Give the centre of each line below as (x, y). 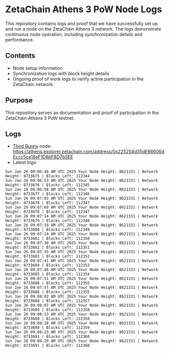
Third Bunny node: (32, 146)
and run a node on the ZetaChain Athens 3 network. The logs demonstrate (83, 29)
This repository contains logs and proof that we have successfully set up (81, 23)
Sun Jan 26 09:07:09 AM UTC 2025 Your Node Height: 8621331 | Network (82, 207)
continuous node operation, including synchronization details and (74, 34)
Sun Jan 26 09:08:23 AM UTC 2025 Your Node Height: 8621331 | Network (82, 332)
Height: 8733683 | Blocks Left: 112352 (48, 256)
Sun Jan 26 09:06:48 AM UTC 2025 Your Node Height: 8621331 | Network (82, 172)
